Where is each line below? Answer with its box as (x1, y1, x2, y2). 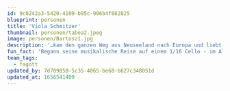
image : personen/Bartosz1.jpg (7, 36, 94, 42)
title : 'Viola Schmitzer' (7, 23, 81, 29)
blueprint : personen (7, 16, 66, 23)
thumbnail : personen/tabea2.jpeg (7, 29, 103, 36)
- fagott (13, 61, 38, 68)
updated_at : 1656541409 (7, 73, 75, 81)
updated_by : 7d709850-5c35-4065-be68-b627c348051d (7, 67, 155, 74)
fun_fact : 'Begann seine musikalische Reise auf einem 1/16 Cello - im (7, 49, 216, 55)
